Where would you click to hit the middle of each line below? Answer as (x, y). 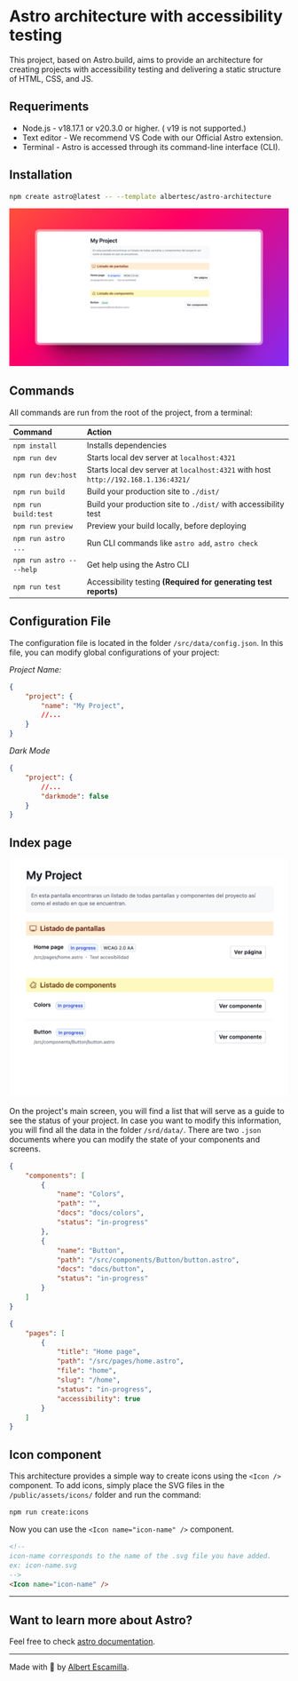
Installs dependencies (126, 445)
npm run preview (43, 526)
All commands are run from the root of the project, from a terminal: (131, 412)
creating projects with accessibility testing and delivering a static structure (145, 69)
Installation (41, 175)
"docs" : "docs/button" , (100, 1269)
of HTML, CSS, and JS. (51, 78)
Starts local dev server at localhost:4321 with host (179, 470)
